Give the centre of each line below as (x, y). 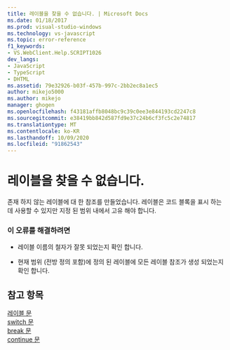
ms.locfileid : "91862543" (45, 144)
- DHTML (19, 79)
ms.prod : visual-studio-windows (54, 27)
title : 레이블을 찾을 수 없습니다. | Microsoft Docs (78, 14)
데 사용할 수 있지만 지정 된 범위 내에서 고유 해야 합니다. (82, 210)
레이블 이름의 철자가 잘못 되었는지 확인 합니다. (80, 247)
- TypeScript (26, 72)
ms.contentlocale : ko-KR (43, 131)
